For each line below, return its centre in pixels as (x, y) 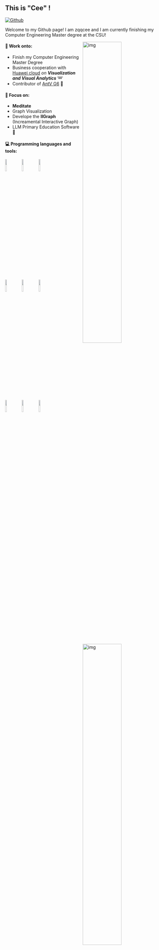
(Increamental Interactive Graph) (45, 122)
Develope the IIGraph (34, 117)
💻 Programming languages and (38, 144)
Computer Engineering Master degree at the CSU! (56, 35)
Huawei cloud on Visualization (44, 73)
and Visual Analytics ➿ (37, 78)
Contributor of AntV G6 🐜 (38, 84)
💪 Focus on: (17, 95)
